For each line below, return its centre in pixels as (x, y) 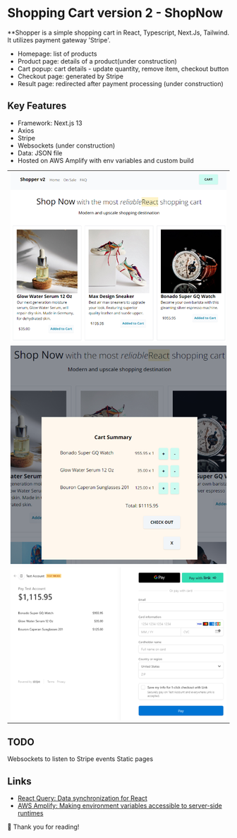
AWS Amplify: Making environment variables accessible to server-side (120, 806)
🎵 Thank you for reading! (43, 827)
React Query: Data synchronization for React (83, 798)
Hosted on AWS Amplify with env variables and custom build (105, 160)
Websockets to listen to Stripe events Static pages (80, 759)
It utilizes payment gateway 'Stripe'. (59, 40)
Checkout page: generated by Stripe (70, 76)
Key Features (37, 106)
